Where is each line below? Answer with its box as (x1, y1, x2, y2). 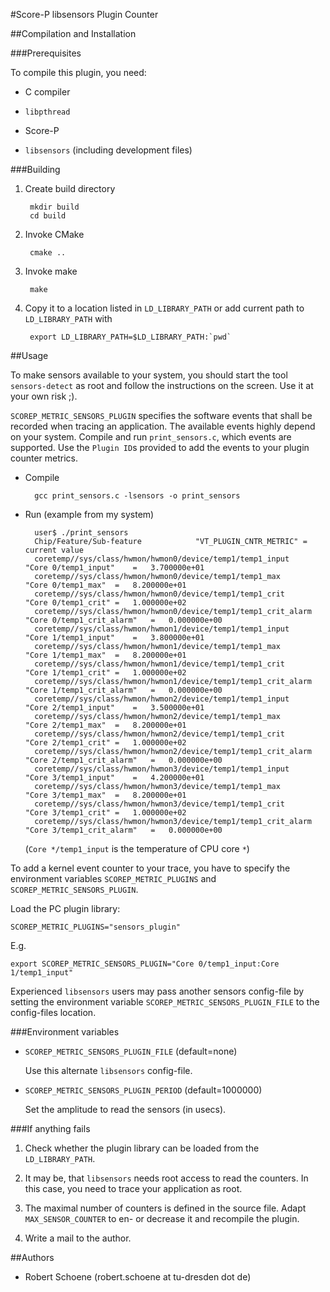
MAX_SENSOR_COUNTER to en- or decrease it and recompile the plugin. (24, 1213, 300, 1224)
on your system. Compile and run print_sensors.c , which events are (10, 431, 292, 443)
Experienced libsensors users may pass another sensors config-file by (10, 985, 305, 997)
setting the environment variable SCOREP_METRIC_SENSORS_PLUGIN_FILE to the (10, 996, 320, 1008)
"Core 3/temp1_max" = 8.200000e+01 (24, 790, 187, 800)
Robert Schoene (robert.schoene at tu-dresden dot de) (24, 1271, 252, 1283)
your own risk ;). (10, 390, 78, 402)
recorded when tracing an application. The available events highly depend (10, 420, 316, 432)
